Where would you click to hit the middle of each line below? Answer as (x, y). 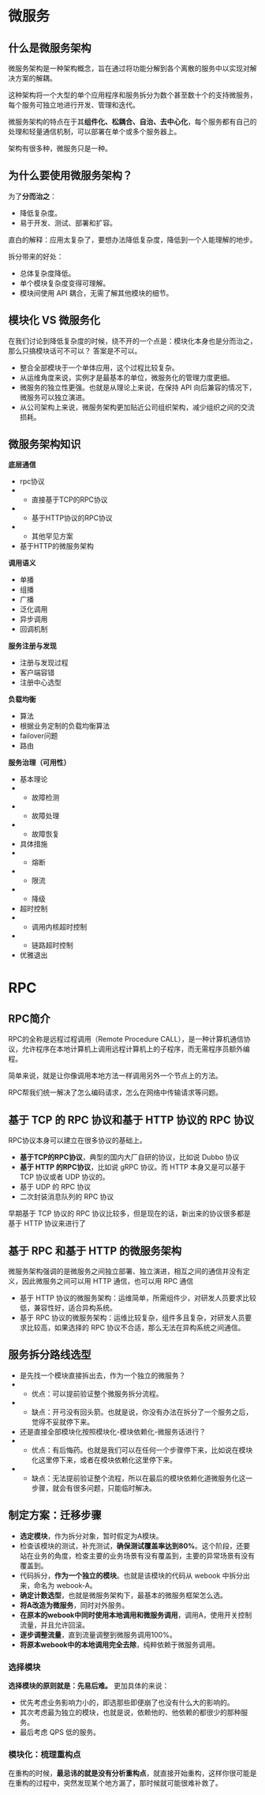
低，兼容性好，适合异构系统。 (68, 1308)
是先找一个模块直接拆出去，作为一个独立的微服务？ (103, 1375)
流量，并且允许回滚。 (54, 1624)
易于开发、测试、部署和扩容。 (68, 223)
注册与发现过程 (44, 663)
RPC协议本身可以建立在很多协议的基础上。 (78, 1141)
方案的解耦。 (35, 78)
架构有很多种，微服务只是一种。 (60, 148)
